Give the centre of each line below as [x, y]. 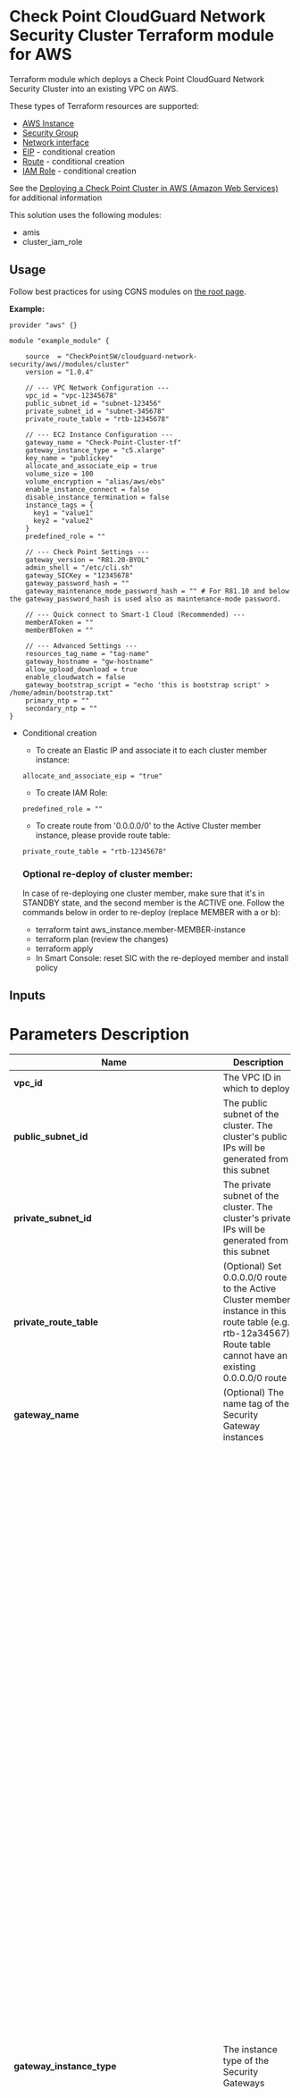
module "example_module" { [59, 341]
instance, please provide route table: [103, 835]
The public [245, 1103]
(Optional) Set [252, 1267]
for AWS [41, 55]
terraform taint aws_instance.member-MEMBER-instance [141, 930]
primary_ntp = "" [58, 700]
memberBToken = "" [59, 630]
